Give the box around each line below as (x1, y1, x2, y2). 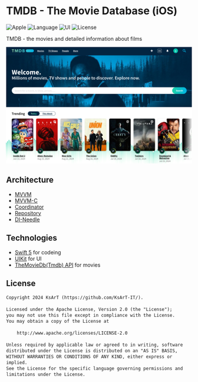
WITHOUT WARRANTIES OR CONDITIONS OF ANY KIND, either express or (6, 354, 173, 360)
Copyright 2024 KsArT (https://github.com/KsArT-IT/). (6, 294, 144, 301)
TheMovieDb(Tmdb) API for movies (14, 261, 101, 268)
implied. (6, 360, 28, 366)
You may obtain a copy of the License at (6, 318, 110, 325)
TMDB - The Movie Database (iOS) (6, 4, 178, 18)
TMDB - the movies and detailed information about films (6, 35, 143, 42)
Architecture (6, 175, 54, 185)
